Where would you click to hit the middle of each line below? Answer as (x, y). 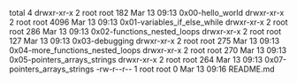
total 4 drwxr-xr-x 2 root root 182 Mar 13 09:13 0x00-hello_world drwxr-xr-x (147, 13)
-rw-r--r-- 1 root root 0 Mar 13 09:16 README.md (186, 69)
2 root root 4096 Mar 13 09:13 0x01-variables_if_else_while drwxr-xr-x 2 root (149, 22)
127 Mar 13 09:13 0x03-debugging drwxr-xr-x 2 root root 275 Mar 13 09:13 (145, 41)
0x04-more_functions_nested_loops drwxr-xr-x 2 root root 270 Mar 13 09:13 (148, 50)
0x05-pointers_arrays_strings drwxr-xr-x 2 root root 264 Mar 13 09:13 (136, 60)
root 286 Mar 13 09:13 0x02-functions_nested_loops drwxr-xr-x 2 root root (145, 31)
